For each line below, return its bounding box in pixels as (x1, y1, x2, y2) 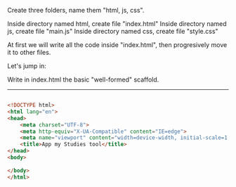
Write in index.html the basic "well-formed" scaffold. (7, 75, 159, 84)
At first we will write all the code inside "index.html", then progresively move (7, 41, 228, 49)
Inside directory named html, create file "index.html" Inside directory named (7, 20, 227, 27)
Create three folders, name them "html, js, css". (7, 6, 145, 14)
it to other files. (7, 49, 51, 56)
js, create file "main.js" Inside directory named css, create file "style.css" (7, 27, 219, 35)
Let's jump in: (7, 62, 47, 70)
